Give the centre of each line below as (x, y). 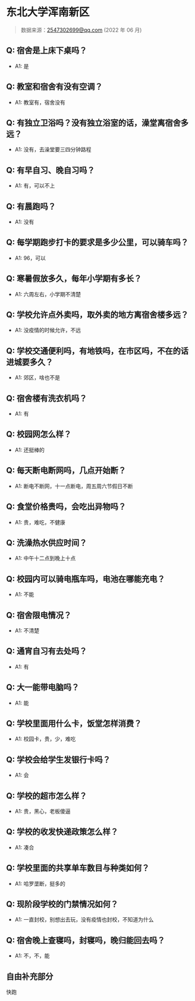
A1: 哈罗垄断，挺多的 (40, 883)
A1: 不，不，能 (32, 956)
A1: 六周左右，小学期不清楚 (48, 294)
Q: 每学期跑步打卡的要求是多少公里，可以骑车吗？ (97, 242)
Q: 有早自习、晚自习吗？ (51, 170)
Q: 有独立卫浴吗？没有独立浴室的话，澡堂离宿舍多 (97, 123)
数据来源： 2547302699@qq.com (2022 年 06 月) (81, 30)
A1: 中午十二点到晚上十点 (45, 558)
